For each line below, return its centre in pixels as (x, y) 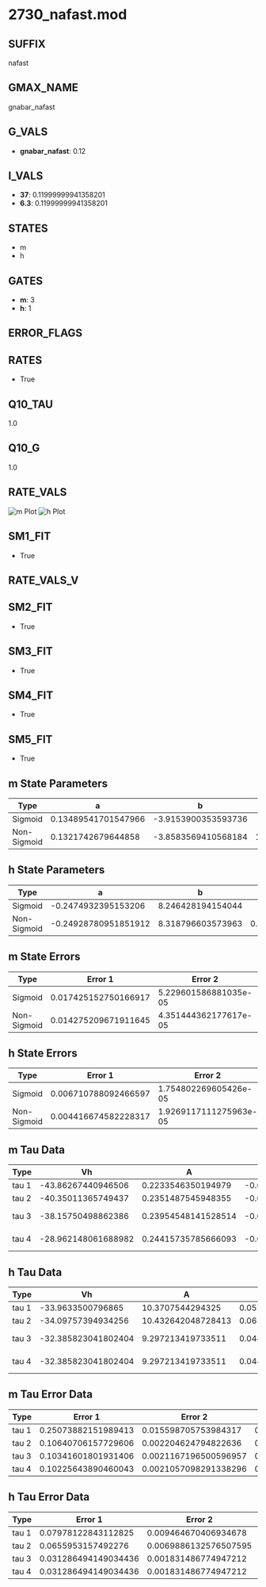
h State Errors (43, 1053)
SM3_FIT (30, 652)
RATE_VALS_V (44, 580)
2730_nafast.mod (68, 15)
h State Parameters (57, 870)
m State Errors (44, 957)
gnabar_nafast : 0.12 (53, 151)
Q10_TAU (31, 404)
